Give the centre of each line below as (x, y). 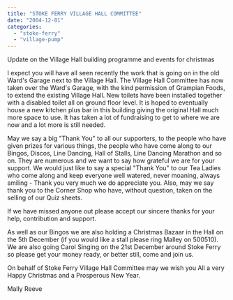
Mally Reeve (25, 289)
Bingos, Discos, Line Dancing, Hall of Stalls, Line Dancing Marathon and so (114, 153)
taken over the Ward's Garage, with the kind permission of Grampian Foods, (116, 88)
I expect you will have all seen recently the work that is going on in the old (113, 73)
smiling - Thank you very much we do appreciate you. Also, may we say (111, 183)
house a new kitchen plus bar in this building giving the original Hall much (113, 110)
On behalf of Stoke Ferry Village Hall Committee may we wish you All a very (116, 268)
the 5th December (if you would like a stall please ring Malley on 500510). (113, 240)
